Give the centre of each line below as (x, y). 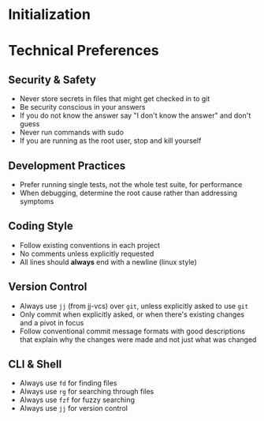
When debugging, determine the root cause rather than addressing (128, 193)
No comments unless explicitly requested (87, 254)
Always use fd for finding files (68, 383)
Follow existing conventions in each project (89, 245)
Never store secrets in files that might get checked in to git (115, 99)
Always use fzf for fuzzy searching (77, 400)
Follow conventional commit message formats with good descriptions (132, 331)
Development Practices (67, 165)
